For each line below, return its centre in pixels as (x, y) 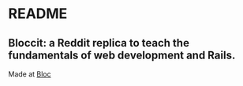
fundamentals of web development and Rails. (122, 55)
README (38, 14)
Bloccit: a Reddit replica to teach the (99, 43)
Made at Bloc (30, 74)
